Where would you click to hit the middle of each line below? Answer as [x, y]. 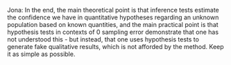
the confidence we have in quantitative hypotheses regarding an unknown [113, 17]
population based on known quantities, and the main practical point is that [113, 25]
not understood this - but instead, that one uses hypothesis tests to [103, 39]
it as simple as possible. [41, 54]
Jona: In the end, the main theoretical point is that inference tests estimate [113, 10]
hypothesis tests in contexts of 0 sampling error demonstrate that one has [113, 32]
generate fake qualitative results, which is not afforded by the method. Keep [115, 47]
